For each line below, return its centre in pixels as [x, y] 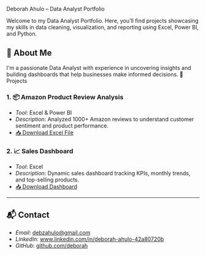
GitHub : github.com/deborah [51, 246]
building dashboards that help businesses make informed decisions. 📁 [95, 74]
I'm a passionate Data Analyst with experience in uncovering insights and [99, 67]
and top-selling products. [47, 180]
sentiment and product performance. [62, 126]
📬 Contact [28, 215]
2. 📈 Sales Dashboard [40, 151]
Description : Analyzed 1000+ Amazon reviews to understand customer [105, 120]
